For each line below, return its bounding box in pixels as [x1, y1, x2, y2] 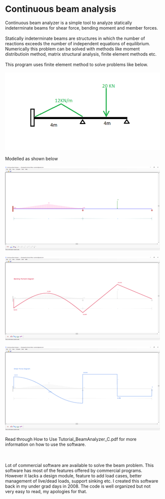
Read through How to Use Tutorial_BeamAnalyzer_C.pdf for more [5, 436, 137, 442]
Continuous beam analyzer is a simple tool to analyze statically [5, 20, 133, 26]
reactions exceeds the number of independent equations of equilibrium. [5, 40, 151, 46]
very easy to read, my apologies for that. [5, 488, 87, 494]
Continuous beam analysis [5, 3, 116, 15]
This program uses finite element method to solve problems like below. [5, 62, 148, 67]
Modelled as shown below [5, 156, 58, 161]
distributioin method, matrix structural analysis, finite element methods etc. [5, 51, 157, 57]
